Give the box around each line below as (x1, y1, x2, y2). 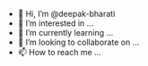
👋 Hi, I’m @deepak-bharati (17, 9, 116, 19)
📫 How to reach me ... (17, 47, 101, 57)
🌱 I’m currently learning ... (17, 28, 114, 37)
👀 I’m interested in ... (17, 18, 94, 29)
